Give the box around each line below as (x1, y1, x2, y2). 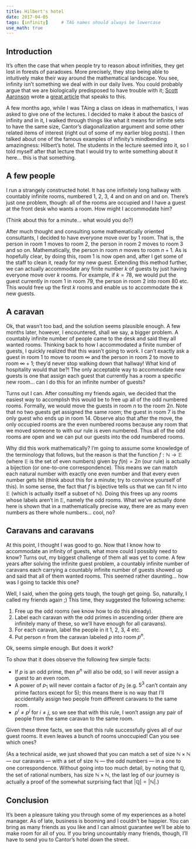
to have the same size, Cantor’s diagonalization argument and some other (6, 123, 184, 130)
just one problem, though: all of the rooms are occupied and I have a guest (6, 199, 186, 206)
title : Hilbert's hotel (6, 8, 64, 15)
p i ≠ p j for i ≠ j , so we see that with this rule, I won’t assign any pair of (14, 708, 183, 716)
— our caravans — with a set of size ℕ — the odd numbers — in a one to (6, 757, 181, 764)
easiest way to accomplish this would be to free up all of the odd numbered (6, 396, 188, 403)
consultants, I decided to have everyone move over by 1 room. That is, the (6, 234, 184, 241)
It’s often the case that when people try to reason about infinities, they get (6, 62, 184, 69)
